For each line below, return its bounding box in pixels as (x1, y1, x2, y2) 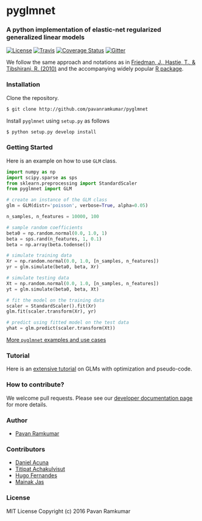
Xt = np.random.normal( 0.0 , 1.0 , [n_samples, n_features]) (6, 280, 159, 286)
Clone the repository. (6, 94, 59, 101)
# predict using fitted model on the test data (6, 319, 130, 326)
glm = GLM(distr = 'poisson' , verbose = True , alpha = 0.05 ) (6, 202, 148, 209)
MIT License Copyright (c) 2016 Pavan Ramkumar (6, 507, 131, 515)
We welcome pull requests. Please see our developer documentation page (6, 394, 193, 402)
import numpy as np (6, 169, 56, 175)
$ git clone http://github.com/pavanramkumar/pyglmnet (6, 106, 148, 112)
